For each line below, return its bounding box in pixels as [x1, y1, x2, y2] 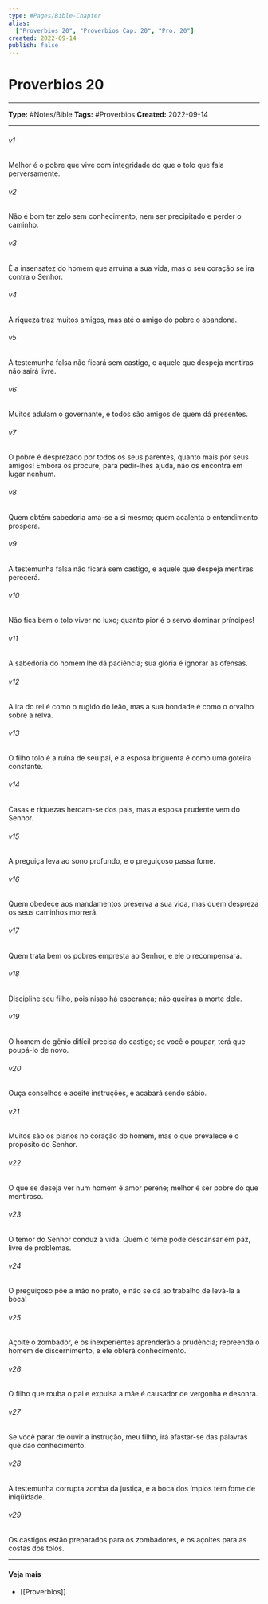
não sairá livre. [8, 367, 57, 376]
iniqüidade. [8, 1491, 45, 1502]
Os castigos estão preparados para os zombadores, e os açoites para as [8, 1535, 247, 1544]
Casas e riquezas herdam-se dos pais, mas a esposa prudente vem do [8, 804, 241, 814]
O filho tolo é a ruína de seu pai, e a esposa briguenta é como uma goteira [8, 752, 252, 763]
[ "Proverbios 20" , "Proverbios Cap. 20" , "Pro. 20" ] [15, 26, 195, 34]
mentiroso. [8, 1191, 44, 1201]
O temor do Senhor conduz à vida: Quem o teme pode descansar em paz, [8, 1234, 251, 1244]
